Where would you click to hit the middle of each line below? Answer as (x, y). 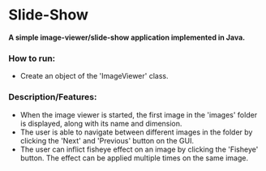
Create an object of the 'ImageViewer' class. (94, 76)
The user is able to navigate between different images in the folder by (136, 132)
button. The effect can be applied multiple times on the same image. (134, 158)
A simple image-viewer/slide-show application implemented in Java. (127, 37)
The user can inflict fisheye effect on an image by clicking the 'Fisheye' (139, 149)
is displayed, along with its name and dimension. (101, 123)
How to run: (32, 58)
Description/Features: (53, 97)
